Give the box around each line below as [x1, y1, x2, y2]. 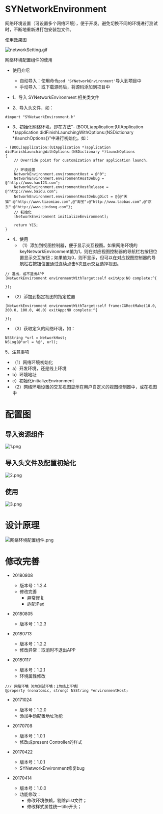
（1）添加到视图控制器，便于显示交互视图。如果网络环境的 [19, 242, 138, 248]
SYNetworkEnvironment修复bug [19, 765, 85, 771]
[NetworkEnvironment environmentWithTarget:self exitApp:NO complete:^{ [5, 276, 157, 281]
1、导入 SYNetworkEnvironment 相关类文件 [12, 94, 100, 100]
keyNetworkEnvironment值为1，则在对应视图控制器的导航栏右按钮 [19, 248, 153, 254]
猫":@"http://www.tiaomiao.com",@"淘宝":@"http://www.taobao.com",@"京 [5, 199, 152, 204]
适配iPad [27, 601, 45, 607]
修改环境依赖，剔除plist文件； [27, 797, 87, 804]
